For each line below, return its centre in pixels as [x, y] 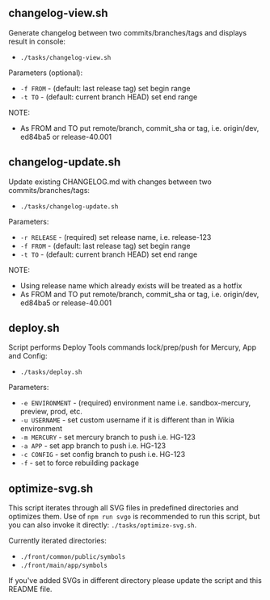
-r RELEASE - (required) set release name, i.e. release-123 [116, 237]
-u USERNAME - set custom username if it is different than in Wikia [127, 420]
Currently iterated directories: [57, 541]
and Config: [28, 356]
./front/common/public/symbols [73, 557]
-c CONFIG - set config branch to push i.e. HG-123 [103, 455]
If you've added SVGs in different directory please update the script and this [135, 581]
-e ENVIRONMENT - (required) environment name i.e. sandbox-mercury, [135, 403]
